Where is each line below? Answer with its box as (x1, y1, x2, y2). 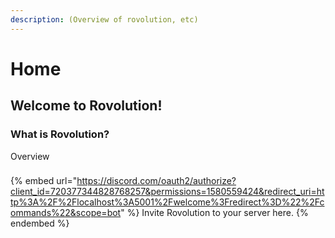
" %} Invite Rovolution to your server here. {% (120, 207, 309, 219)
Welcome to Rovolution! (10, 97, 163, 115)
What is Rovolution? (10, 127, 110, 141)
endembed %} (10, 217, 70, 230)
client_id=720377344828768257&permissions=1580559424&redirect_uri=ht (10, 186, 325, 198)
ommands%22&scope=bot (10, 207, 122, 219)
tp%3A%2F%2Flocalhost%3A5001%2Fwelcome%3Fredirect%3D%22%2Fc (10, 196, 325, 208)
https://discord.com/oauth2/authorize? (76, 175, 237, 187)
